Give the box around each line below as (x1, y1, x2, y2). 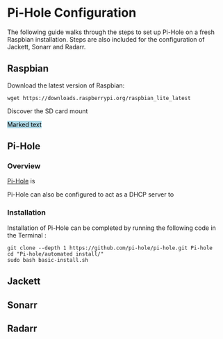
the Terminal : (7, 231, 47, 239)
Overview (7, 161, 41, 171)
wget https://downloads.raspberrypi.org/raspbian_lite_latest (7, 94, 191, 101)
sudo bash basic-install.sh (7, 256, 89, 263)
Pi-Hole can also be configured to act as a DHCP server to (7, 190, 174, 199)
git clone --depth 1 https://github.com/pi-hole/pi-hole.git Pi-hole (7, 245, 213, 251)
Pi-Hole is (7, 177, 35, 185)
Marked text (7, 120, 42, 129)
